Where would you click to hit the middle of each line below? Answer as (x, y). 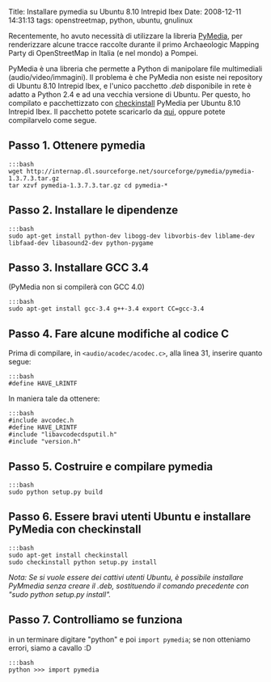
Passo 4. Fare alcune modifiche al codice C (119, 333)
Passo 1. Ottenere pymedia (77, 146)
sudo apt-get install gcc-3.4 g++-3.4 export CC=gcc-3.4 (106, 309)
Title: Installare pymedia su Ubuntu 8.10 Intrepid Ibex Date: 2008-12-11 (125, 12)
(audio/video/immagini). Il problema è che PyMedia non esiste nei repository (135, 77)
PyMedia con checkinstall (75, 530)
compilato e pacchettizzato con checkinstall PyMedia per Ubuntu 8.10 (125, 103)
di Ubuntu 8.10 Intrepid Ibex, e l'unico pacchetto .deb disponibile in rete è (130, 86)
